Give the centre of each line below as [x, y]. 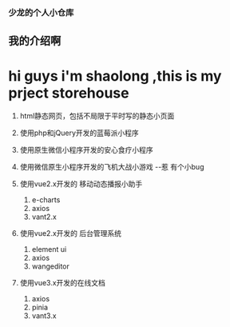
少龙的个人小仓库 [41, 12]
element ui [49, 249]
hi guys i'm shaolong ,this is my [115, 76]
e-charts [46, 200]
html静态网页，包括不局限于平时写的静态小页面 [97, 116]
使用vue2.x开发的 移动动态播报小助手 [81, 184]
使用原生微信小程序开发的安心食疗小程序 [86, 150]
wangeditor [51, 266]
